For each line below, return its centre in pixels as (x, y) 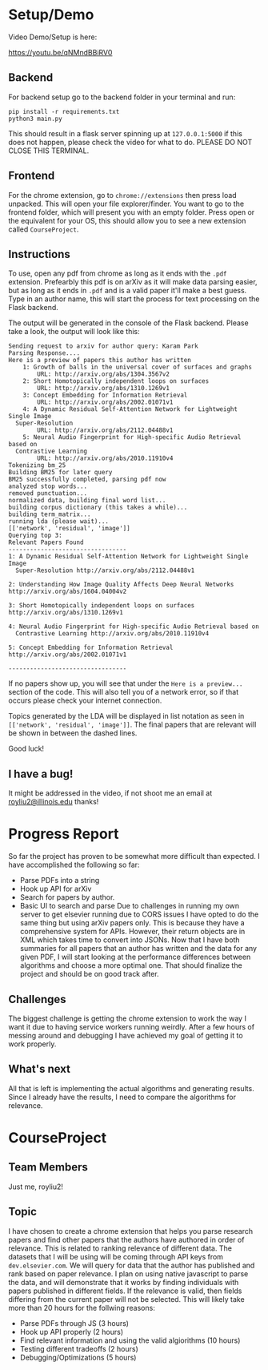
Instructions (39, 254)
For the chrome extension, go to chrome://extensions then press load (123, 195)
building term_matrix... (50, 514)
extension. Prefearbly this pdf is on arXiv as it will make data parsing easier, (133, 282)
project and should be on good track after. (89, 974)
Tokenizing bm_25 (37, 465)
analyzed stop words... (48, 486)
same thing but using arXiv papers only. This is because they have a (132, 923)
